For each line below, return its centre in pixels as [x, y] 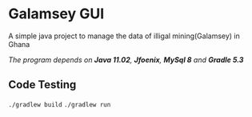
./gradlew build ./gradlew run [60, 104]
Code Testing [42, 85]
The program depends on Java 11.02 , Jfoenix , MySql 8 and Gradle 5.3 [126, 60]
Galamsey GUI [56, 14]
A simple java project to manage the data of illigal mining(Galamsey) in [124, 36]
